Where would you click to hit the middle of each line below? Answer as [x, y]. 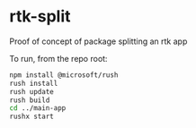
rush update [31, 91]
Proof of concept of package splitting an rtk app [98, 41]
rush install [34, 83]
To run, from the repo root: [58, 58]
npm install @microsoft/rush [64, 75]
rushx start [31, 117]
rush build [30, 100]
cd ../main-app [38, 108]
